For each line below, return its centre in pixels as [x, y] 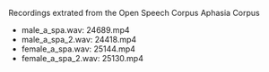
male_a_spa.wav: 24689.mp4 [75, 30]
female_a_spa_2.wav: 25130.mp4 [82, 58]
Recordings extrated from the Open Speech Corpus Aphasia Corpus [134, 13]
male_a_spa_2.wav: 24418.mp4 [79, 40]
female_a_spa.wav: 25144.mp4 [78, 49]
